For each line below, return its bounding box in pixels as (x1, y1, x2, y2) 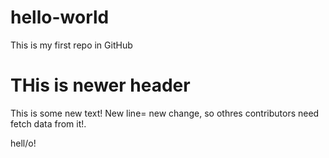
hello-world (10, 6, 110, 29)
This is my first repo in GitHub (10, 39, 133, 51)
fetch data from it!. (10, 117, 87, 130)
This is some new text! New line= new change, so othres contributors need (10, 107, 320, 119)
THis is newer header (10, 74, 191, 97)
